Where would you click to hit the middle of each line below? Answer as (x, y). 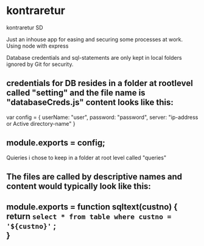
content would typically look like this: (79, 186)
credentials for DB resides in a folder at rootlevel (100, 83)
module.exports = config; (56, 143)
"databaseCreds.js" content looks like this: (90, 102)
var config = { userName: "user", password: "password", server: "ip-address (102, 117)
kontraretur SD (25, 27)
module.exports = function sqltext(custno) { (92, 207)
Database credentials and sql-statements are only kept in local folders (94, 57)
